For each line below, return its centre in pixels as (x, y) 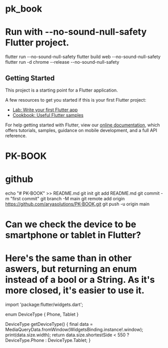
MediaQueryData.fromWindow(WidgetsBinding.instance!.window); (74, 330)
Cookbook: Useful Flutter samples (48, 115)
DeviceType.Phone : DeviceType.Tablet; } (48, 340)
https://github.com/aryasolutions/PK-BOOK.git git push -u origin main (77, 204)
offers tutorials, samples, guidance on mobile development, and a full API (81, 130)
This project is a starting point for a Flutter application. (62, 90)
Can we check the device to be (71, 224)
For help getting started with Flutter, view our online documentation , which (83, 125)
